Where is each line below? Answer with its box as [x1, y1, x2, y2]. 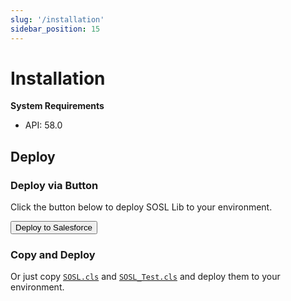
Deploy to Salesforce [15, 222, 93, 233]
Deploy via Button [10, 178, 99, 192]
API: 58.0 [24, 119, 63, 131]
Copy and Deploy [10, 248, 96, 262]
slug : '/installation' [10, 14, 105, 25]
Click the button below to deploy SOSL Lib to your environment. [10, 201, 273, 213]
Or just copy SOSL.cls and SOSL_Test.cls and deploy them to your [10, 271, 281, 283]
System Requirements [10, 100, 105, 112]
